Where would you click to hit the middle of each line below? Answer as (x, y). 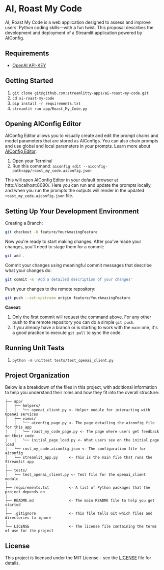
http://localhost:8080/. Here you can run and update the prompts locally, (79, 185)
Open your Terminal (32, 161)
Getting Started (29, 81)
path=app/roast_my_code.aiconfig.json (52, 171)
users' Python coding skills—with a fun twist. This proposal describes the (79, 27)
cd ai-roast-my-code (33, 98)
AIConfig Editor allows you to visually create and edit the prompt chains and (82, 135)
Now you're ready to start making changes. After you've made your (73, 241)
